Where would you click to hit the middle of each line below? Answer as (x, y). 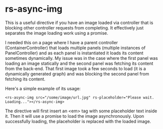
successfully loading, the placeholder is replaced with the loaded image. (78, 121)
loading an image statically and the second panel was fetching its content (79, 63)
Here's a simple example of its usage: (43, 88)
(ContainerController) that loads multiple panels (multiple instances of (75, 48)
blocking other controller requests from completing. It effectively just (74, 27)
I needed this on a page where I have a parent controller (62, 42)
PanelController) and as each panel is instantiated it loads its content (74, 53)
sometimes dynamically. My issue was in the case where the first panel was (81, 58)
